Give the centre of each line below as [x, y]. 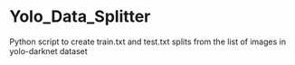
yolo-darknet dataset [48, 51]
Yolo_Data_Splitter [80, 17]
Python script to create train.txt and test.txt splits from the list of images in [148, 42]
